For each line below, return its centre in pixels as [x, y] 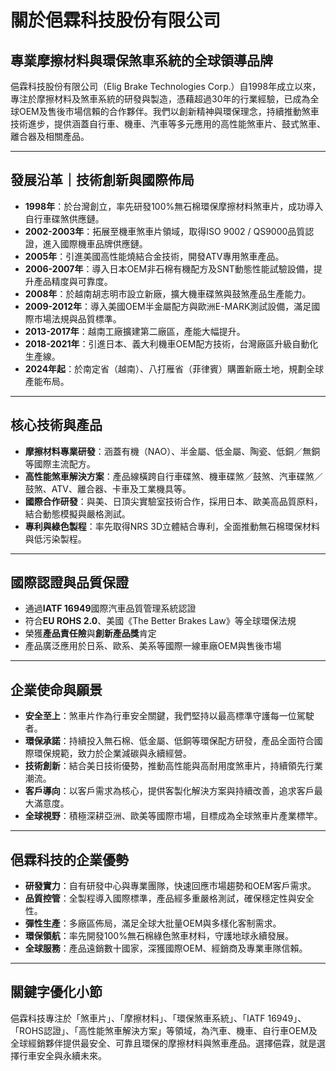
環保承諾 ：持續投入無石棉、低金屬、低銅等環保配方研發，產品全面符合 [169, 741]
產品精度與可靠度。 [73, 281]
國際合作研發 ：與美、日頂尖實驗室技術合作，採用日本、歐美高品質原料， [173, 501]
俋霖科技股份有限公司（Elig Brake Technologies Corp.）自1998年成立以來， [166, 86]
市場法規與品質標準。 [77, 318]
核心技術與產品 [56, 425]
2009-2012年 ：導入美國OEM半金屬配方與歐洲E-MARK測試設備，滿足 [168, 306]
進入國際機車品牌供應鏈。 [95, 243]
